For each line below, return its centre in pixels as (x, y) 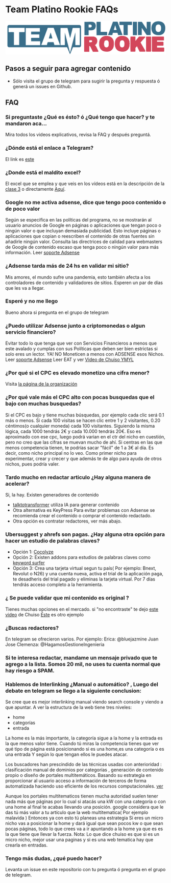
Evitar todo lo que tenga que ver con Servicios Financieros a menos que (81, 343)
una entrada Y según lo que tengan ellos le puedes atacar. (67, 754)
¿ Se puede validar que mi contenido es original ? (67, 598)
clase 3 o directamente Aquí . (35, 189)
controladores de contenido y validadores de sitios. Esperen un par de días (84, 283)
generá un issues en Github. (42, 86)
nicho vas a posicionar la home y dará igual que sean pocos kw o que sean (84, 824)
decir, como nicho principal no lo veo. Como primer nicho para (71, 453)
